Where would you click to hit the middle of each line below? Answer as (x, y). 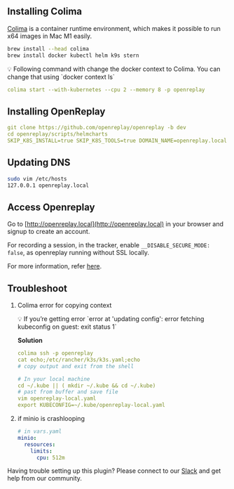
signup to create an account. (49, 232)
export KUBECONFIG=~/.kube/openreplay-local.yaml (91, 405)
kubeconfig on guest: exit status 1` (67, 327)
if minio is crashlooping (51, 419)
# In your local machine (54, 379)
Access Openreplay (51, 207)
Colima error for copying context (64, 306)
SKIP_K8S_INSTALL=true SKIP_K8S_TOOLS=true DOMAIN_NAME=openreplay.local (117, 141)
